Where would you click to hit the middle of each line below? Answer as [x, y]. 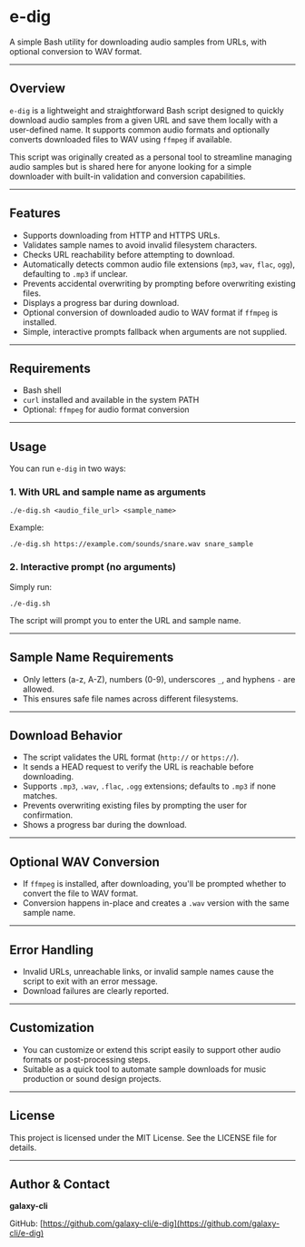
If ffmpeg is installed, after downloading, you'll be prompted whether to [154, 884]
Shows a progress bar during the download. [105, 825]
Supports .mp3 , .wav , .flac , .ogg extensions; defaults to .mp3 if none [149, 786]
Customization [52, 1028]
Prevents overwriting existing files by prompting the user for [135, 806]
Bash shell [42, 390]
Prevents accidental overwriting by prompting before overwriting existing [159, 283]
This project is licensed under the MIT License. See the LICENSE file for [143, 1137]
